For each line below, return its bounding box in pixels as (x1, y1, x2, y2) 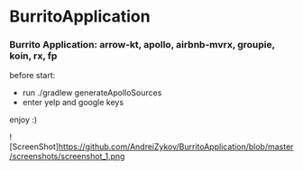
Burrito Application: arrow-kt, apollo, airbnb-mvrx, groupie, (9, 39, 275, 51)
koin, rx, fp (9, 49, 58, 62)
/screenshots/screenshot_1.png (9, 151, 125, 162)
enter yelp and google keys (22, 97, 124, 108)
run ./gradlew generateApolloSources (22, 87, 162, 98)
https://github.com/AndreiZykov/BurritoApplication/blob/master (58, 141, 294, 152)
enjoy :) (9, 114, 38, 125)
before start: (9, 70, 56, 81)
